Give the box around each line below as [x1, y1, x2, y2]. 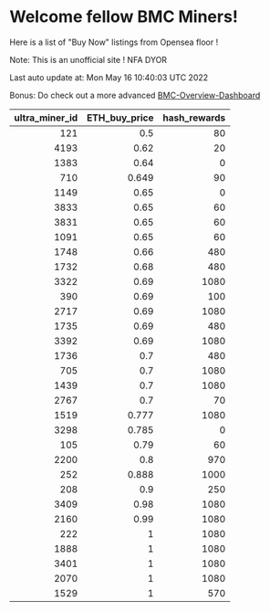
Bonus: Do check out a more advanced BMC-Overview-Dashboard [9, 90, 261, 100]
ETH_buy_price [86, 111, 154, 124]
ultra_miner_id [14, 111, 78, 124]
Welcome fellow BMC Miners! [9, 6, 239, 27]
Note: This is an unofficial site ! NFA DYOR [9, 54, 167, 65]
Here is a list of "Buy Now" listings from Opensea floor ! [9, 37, 219, 47]
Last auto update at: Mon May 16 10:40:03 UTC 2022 [9, 71, 209, 83]
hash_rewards [162, 111, 226, 124]
